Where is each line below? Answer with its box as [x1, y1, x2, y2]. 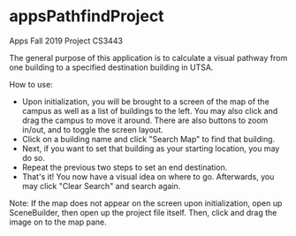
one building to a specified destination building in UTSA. [9, 62, 214, 72]
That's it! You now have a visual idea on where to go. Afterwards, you [21, 171, 275, 182]
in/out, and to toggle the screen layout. [21, 124, 163, 134]
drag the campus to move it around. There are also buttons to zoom [21, 115, 269, 126]
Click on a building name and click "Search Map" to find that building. [21, 133, 276, 144]
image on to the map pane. [9, 217, 108, 227]
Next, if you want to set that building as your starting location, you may [21, 143, 280, 154]
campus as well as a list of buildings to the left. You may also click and [21, 105, 278, 116]
